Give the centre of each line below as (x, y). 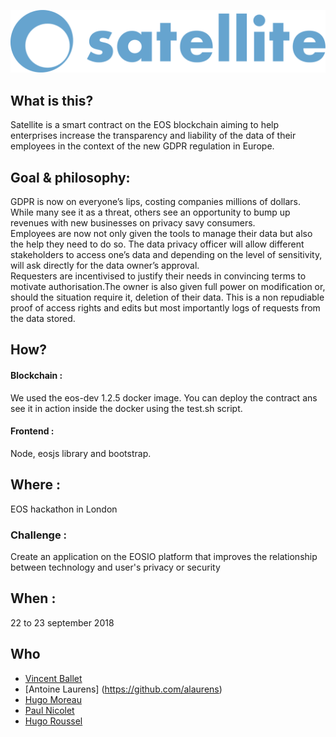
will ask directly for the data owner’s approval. (105, 266)
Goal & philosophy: (70, 177)
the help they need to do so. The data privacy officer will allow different (157, 244)
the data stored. (43, 319)
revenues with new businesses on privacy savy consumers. (133, 223)
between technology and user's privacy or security (115, 567)
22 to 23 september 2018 (62, 622)
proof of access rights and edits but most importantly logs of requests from (165, 308)
